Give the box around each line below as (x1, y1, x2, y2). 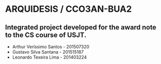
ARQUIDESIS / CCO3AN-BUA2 (5, 3, 132, 15)
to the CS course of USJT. (5, 31, 87, 39)
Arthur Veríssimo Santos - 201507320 (12, 44, 90, 50)
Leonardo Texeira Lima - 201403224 (12, 54, 87, 60)
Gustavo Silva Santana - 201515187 (12, 49, 84, 55)
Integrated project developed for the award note (5, 23, 157, 32)
